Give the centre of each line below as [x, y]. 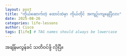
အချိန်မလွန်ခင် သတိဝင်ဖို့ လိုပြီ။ [34, 47]
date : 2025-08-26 [23, 18]
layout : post [18, 9]
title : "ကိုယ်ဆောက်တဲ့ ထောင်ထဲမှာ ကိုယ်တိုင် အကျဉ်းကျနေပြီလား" [63, 14]
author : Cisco [20, 28]
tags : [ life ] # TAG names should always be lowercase [61, 32]
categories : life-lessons [31, 23]
